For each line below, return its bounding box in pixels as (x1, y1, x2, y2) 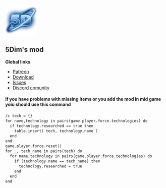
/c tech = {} (5, 113, 33, 118)
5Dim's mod (5, 45, 44, 54)
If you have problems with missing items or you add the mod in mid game (5, 96, 161, 102)
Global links (5, 58, 31, 65)
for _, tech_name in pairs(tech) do (5, 149, 82, 154)
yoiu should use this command (5, 101, 71, 107)
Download (12, 74, 34, 80)
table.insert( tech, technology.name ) (14, 129, 98, 134)
